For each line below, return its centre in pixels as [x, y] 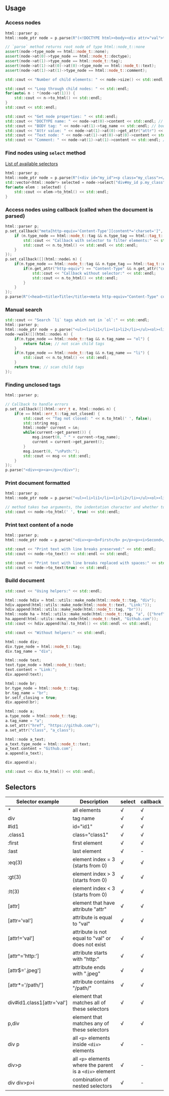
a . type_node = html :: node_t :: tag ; [41, 716]
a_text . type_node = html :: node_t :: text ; [48, 744]
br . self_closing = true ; [31, 698]
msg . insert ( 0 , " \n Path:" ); [52, 451]
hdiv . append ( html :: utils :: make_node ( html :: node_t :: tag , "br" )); [74, 610]
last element [87, 851]
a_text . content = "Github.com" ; [39, 749]
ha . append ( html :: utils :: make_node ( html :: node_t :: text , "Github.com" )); [82, 619]
